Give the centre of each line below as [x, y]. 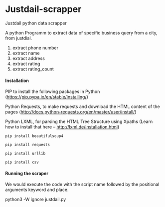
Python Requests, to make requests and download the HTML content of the [83, 106]
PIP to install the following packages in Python [53, 91]
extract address [28, 58]
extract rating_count [33, 69]
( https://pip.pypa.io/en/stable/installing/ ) [47, 97]
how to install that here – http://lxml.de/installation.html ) [62, 127]
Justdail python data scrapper [36, 23]
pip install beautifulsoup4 [34, 136]
